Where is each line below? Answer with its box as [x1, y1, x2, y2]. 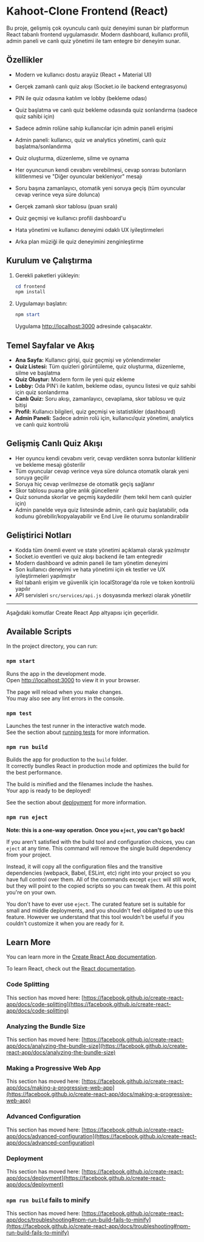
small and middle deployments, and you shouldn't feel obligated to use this [6, 906, 194, 914]
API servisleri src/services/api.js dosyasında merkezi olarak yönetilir [15, 591, 191, 599]
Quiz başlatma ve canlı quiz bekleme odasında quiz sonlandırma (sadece [15, 106, 198, 114]
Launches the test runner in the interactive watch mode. [6, 722, 147, 730]
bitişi [15, 402, 27, 409]
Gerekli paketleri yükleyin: [15, 271, 80, 279]
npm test [6, 710, 32, 717]
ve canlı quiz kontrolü [15, 421, 69, 428]
